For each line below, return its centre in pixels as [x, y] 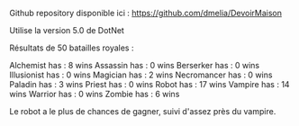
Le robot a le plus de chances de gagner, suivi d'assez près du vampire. [143, 111]
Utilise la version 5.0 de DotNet [67, 30]
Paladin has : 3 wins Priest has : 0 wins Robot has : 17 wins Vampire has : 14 [149, 84]
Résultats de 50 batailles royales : [72, 48]
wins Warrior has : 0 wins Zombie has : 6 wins [95, 94]
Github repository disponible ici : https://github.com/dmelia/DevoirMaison [145, 13]
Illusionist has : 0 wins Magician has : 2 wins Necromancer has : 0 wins [141, 75]
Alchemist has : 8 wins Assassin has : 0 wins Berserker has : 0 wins [134, 65]
